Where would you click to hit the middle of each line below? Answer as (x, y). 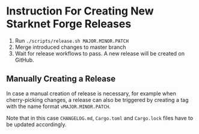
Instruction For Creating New (80, 11)
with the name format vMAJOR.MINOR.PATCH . (59, 106)
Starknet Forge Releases (69, 24)
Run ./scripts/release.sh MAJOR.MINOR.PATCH (72, 40)
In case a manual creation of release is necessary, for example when (91, 93)
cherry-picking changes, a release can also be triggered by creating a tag (97, 100)
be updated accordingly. (36, 124)
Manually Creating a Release (61, 79)
